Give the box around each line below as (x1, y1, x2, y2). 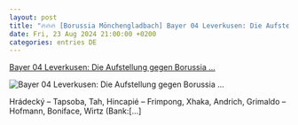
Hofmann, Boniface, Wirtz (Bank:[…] (9, 105, 142, 116)
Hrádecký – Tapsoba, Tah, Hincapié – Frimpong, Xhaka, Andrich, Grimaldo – (9, 97, 286, 107)
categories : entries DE (9, 37, 98, 47)
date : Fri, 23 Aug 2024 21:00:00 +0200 (9, 29, 157, 38)
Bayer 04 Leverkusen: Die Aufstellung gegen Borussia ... (9, 62, 216, 73)
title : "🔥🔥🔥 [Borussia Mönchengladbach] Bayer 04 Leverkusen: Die (9, 21, 263, 30)
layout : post (9, 12, 58, 22)
